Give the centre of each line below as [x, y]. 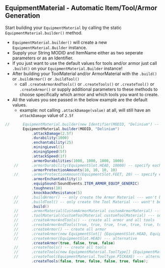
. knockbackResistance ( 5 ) [57, 193]
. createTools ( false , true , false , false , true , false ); [90, 261]
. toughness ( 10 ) [47, 188]
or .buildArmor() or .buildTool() [46, 79]
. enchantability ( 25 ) [52, 143]
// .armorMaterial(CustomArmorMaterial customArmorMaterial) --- [88, 211]
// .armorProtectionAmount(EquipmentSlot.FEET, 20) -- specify [85, 174]
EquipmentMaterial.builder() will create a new [59, 42]
